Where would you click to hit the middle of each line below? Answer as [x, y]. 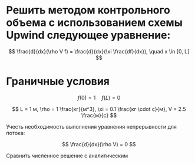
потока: [16, 133]
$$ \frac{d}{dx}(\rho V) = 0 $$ [99, 144]
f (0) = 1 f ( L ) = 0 [99, 97]
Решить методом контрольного [88, 10]
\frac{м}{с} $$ [99, 115]
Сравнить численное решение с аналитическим [67, 156]
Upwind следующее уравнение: [88, 35]
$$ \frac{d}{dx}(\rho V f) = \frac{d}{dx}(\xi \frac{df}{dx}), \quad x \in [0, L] [99, 51]
